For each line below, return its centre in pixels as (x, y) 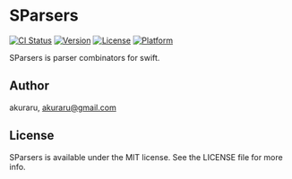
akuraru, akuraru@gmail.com (63, 107)
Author (29, 86)
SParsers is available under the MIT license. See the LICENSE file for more (146, 157)
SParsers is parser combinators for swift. (85, 57)
